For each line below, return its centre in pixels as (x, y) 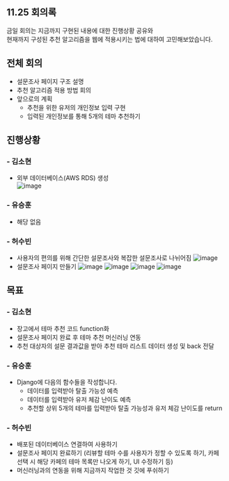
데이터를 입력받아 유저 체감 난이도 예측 (79, 399)
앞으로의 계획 (34, 99)
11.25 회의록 (32, 13)
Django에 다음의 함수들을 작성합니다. (67, 382)
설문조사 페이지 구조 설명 (50, 81)
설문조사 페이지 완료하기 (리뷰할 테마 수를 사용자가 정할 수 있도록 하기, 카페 (118, 453)
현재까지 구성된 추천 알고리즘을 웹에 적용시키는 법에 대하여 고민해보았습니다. (110, 39)
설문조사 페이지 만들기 (47, 266)
